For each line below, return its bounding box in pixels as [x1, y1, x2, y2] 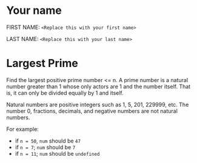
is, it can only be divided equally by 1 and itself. [6, 89, 124, 97]
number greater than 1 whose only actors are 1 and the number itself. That [6, 83, 191, 90]
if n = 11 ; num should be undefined [15, 150, 100, 157]
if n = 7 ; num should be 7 [15, 143, 76, 151]
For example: [6, 125, 39, 133]
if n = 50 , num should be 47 [15, 137, 81, 144]
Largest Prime [6, 57, 79, 70]
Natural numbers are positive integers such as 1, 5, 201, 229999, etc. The [6, 101, 189, 108]
